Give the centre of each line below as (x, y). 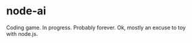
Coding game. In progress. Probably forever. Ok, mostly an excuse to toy (96, 27)
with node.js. (22, 33)
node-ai (26, 11)
